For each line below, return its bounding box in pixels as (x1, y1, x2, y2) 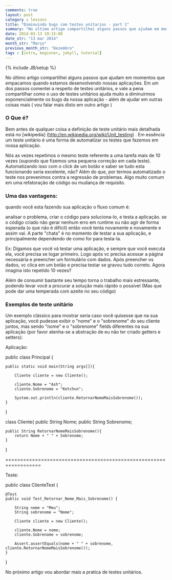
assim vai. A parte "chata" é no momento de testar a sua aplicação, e (5, 230, 152, 236)
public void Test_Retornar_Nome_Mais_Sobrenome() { (5, 496, 118, 502)
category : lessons (5, 17, 47, 22)
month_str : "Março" (5, 41, 47, 46)
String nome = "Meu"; (14, 505, 60, 510)
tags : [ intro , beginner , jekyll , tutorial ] (5, 50, 102, 55)
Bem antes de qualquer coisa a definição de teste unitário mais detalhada (5, 126, 160, 132)
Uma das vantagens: (5, 192, 58, 199)
